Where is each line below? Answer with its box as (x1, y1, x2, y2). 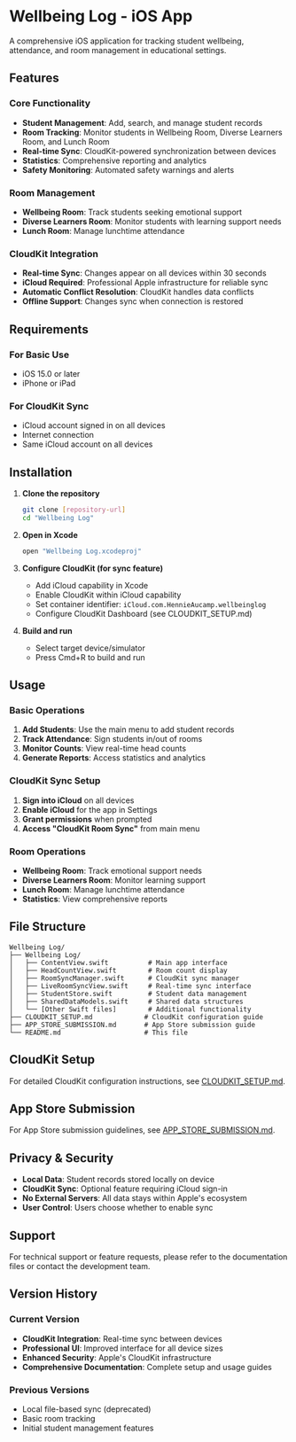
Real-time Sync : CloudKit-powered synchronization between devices (21, 145, 277, 156)
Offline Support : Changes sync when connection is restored (21, 296, 244, 307)
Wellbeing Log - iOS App (9, 6, 193, 27)
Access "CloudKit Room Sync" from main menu (21, 822, 200, 834)
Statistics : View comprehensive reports (21, 893, 168, 904)
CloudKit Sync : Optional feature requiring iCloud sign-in (21, 1183, 228, 1194)
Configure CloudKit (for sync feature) (21, 563, 164, 573)
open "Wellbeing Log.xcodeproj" (21, 547, 142, 556)
